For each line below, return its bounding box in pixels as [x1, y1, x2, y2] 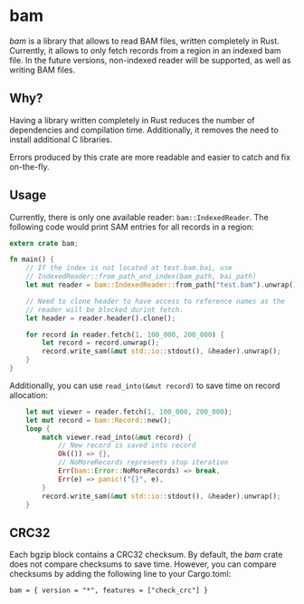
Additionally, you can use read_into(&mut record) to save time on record [9, 380, 280, 391]
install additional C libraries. [9, 133, 113, 145]
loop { [25, 424, 51, 434]
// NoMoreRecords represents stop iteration [57, 458, 229, 467]
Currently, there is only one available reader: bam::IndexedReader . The [9, 211, 269, 222]
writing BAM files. [9, 64, 75, 75]
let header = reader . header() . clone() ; [25, 314, 176, 323]
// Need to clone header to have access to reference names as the [25, 297, 285, 306]
